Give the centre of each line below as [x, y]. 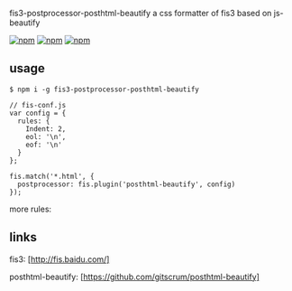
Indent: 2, [46, 129]
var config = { [38, 113]
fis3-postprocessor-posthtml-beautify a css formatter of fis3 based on [141, 13]
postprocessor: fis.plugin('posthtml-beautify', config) [127, 184]
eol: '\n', [46, 136]
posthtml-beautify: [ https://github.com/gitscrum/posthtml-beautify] [134, 277]
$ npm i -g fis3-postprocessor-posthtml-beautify [105, 89]
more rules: [31, 209]
